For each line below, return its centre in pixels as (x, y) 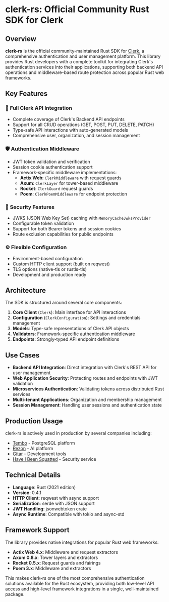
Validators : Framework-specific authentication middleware (74, 334)
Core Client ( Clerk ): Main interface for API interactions (69, 312)
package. (15, 594)
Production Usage (34, 421)
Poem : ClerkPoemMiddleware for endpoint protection (73, 194)
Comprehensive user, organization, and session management (76, 135)
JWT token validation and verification (51, 162)
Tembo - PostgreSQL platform (44, 443)
